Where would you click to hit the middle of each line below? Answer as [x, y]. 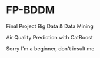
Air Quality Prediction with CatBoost [49, 37]
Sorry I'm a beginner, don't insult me [50, 48]
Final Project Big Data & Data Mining [50, 26]
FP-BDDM [31, 10]
